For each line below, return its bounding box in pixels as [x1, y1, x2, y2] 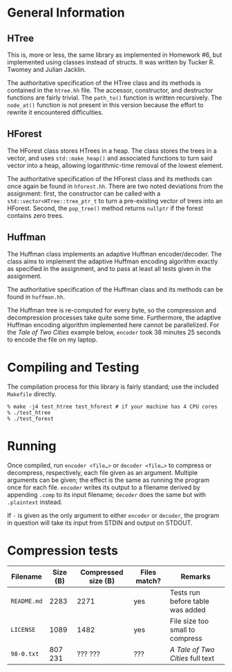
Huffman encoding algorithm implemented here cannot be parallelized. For [7, 320, 220, 329]
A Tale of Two [170, 645, 215, 655]
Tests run [170, 588, 200, 597]
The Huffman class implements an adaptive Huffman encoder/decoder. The [7, 250, 222, 258]
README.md [10, 597, 43, 606]
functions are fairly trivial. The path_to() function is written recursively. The [7, 93, 222, 102]
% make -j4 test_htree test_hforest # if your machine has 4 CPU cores [7, 403, 217, 410]
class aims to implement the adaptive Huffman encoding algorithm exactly [7, 257, 218, 265]
